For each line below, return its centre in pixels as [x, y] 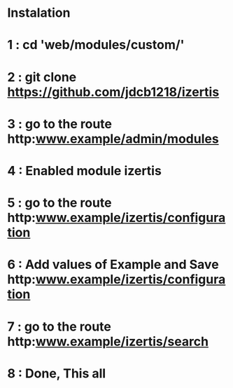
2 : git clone [42, 77]
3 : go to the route [60, 124]
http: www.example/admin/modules [113, 139]
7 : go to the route [59, 326]
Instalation [39, 13]
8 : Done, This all [57, 373]
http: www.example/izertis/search [108, 341]
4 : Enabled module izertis [85, 171]
